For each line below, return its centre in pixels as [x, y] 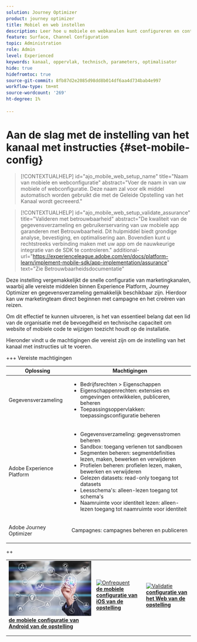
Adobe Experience [31, 468]
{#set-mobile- [154, 147]
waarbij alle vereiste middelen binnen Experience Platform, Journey [88, 286]
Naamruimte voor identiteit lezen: [120, 502]
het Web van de [166, 598]
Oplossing [38, 371]
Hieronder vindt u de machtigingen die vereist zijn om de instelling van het [96, 340]
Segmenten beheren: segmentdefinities [128, 452]
